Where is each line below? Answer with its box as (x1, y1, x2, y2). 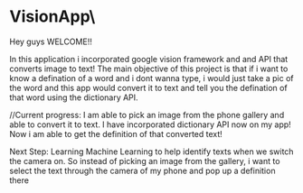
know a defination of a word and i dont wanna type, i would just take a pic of (9, 72, 294, 83)
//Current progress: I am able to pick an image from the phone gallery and (9, 109, 285, 120)
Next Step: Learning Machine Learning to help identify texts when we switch (9, 146, 294, 157)
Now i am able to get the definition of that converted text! (9, 128, 223, 139)
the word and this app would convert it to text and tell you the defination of (9, 82, 288, 93)
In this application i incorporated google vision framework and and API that (9, 53, 289, 64)
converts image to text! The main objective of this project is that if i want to (9, 63, 289, 74)
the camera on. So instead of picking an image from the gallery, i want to (9, 155, 280, 166)
